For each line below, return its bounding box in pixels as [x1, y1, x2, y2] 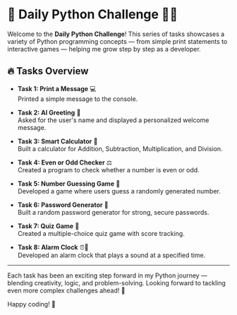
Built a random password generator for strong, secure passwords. [17, 208, 209, 216]
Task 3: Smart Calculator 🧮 [17, 137, 98, 145]
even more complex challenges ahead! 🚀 [7, 286, 126, 295]
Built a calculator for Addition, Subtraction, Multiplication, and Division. [17, 144, 224, 153]
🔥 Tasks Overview [7, 65, 89, 77]
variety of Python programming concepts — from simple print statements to [7, 37, 228, 45]
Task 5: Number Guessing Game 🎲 [17, 179, 121, 188]
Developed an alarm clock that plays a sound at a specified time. [17, 251, 206, 259]
